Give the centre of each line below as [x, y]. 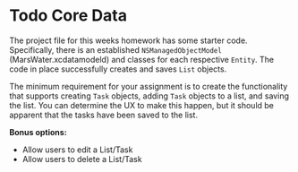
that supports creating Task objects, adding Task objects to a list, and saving [149, 96]
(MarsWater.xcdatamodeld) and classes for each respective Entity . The [142, 59]
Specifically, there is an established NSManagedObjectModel [115, 49]
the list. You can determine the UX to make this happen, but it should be [142, 105]
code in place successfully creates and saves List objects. [118, 69]
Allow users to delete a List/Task [82, 159]
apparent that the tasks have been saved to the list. [104, 115]
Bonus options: [38, 132]
